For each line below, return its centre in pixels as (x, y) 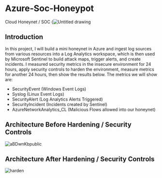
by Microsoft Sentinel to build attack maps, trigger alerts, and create (73, 59)
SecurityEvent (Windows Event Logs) (49, 89)
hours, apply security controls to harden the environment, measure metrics (80, 69)
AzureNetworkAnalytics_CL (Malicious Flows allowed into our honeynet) (84, 109)
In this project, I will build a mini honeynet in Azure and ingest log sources (78, 48)
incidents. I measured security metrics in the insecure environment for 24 (78, 64)
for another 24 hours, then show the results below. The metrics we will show (81, 74)
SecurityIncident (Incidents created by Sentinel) (59, 104)
